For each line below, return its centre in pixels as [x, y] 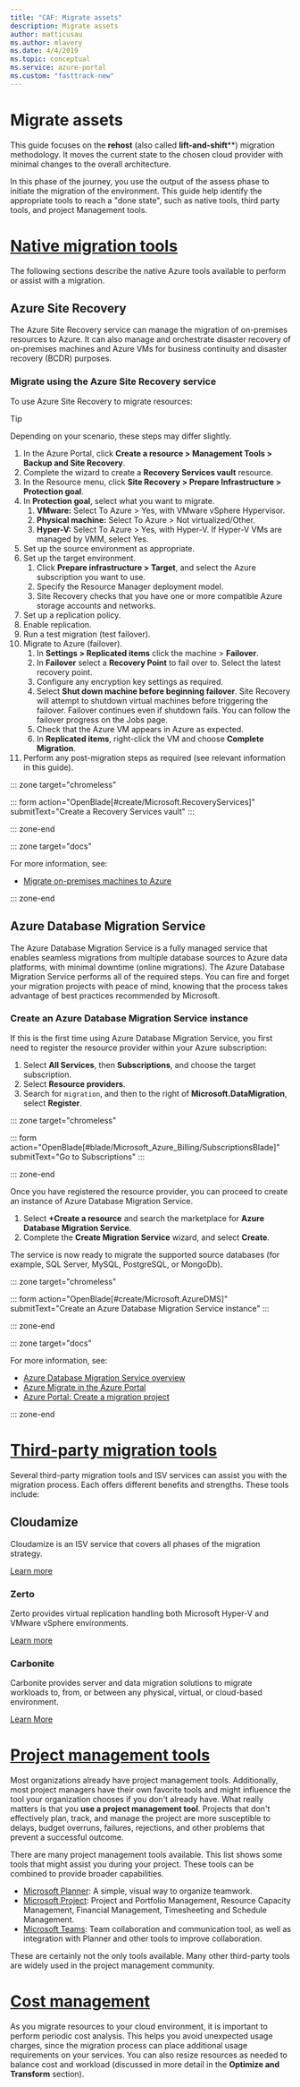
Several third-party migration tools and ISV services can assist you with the [149, 1475]
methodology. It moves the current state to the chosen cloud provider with [147, 154]
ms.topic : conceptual [50, 59]
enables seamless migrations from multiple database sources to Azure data [149, 957]
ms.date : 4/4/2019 [44, 51]
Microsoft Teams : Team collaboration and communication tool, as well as [157, 1929]
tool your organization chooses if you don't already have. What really [137, 1800]
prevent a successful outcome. [67, 1837]
